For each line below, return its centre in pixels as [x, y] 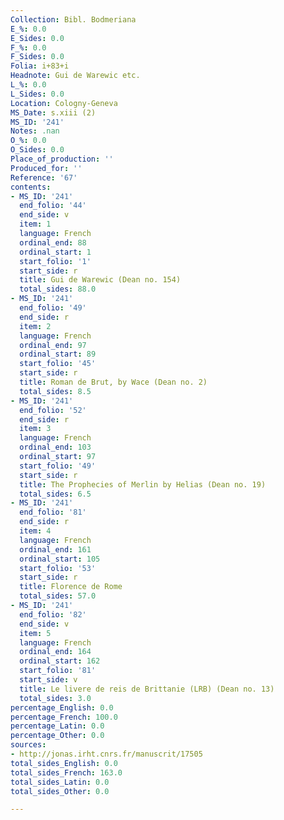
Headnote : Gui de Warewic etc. [75, 76]
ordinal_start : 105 [60, 559]
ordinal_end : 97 [53, 345]
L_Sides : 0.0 [37, 94]
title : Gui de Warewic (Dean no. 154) [100, 280]
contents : [31, 187]
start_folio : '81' [58, 671]
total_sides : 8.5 [55, 391]
